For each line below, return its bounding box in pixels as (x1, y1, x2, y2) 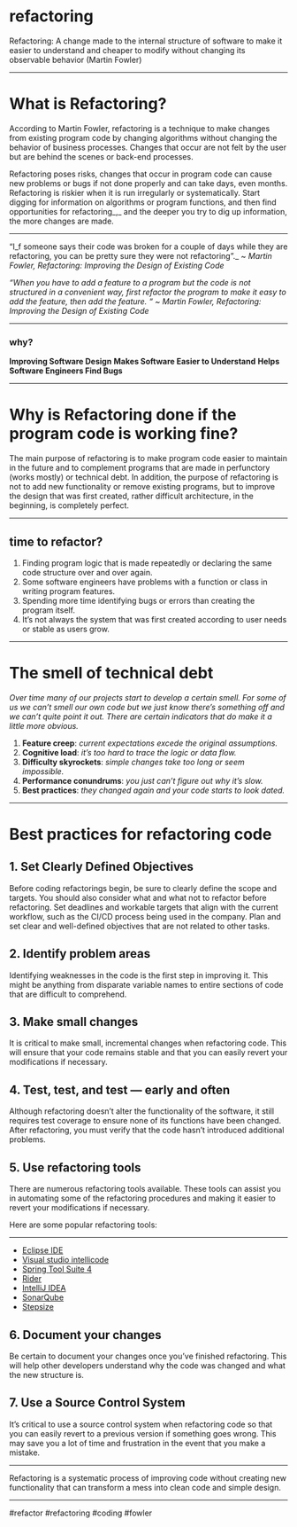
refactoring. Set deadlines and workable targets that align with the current (9, 902, 278, 912)
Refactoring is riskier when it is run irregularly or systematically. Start (9, 187, 261, 198)
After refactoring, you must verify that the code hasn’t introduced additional (9, 1124, 285, 1136)
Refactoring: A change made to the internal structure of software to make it (9, 35, 283, 46)
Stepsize (21, 1302, 55, 1312)
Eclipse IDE (21, 1245, 64, 1256)
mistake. (9, 1447, 41, 1458)
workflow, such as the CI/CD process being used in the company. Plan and (9, 911, 281, 921)
